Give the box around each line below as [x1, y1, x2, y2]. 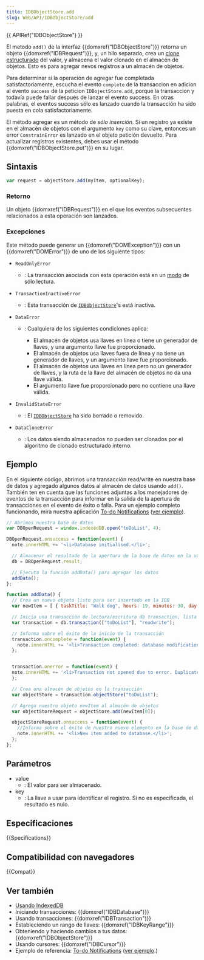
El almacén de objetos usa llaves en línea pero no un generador [33, 362, 192, 369]
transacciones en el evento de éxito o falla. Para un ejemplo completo [6, 501, 180, 509]
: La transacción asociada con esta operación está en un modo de [24, 271, 189, 278]
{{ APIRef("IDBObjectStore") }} [6, 31, 83, 38]
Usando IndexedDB [15, 902, 64, 909]
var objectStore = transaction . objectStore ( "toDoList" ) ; [12, 691, 159, 698]
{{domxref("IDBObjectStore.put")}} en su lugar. [6, 144, 124, 151]
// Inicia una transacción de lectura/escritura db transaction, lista [12, 614, 197, 620]
